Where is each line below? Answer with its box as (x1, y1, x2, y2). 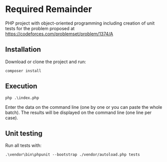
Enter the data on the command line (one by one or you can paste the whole (5, 104, 162, 110)
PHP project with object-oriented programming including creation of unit (5, 20, 155, 26)
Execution (5, 82, 38, 91)
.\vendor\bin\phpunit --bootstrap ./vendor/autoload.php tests (5, 152, 140, 157)
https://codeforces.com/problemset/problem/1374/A (5, 31, 114, 37)
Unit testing (5, 129, 43, 137)
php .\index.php (5, 95, 39, 100)
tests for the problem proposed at (5, 25, 75, 31)
